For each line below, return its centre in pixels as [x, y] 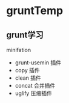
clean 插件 [28, 78]
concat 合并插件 [35, 86]
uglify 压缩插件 [34, 93]
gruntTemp [35, 11]
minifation [19, 50]
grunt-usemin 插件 [38, 63]
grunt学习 [25, 35]
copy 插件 [28, 70]
